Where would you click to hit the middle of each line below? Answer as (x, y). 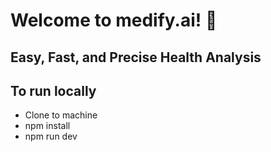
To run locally (53, 90)
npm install (47, 126)
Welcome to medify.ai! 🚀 (114, 20)
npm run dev (51, 136)
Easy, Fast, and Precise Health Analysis (136, 57)
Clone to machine (61, 115)
